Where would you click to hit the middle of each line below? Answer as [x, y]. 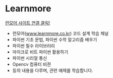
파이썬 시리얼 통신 [29, 58]
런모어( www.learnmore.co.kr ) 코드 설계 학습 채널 [60, 33]
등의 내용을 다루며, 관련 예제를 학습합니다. [53, 70]
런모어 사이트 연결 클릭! [28, 23]
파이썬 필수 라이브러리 [34, 45]
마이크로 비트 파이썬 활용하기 [40, 52]
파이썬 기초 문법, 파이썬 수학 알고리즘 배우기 [55, 39]
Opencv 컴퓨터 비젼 [31, 64]
